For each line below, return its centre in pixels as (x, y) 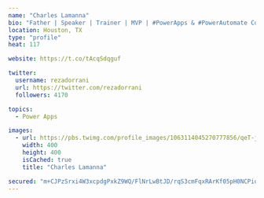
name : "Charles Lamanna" (49, 15)
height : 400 (42, 152)
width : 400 (40, 145)
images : (21, 130)
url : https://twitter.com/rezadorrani (79, 87)
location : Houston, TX (45, 30)
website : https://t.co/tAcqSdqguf (65, 59)
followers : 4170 (42, 95)
